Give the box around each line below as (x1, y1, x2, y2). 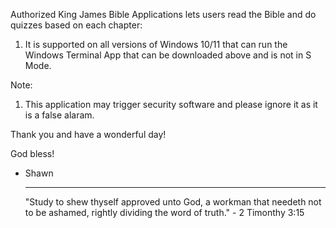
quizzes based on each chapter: (10, 19, 143, 31)
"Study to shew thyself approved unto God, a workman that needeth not (24, 196, 322, 208)
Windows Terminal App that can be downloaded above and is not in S (24, 49, 312, 61)
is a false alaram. (24, 109, 95, 121)
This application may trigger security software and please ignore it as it (24, 99, 318, 110)
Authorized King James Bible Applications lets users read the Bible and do (10, 9, 317, 20)
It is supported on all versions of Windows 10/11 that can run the (24, 39, 288, 50)
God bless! (10, 148, 55, 159)
